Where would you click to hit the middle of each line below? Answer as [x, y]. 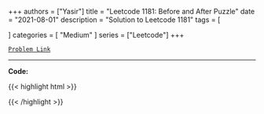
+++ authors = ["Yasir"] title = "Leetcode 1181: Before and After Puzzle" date [132, 11]
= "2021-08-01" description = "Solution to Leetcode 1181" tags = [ [114, 20]
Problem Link [29, 50]
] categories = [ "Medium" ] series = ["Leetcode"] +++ [96, 35]
